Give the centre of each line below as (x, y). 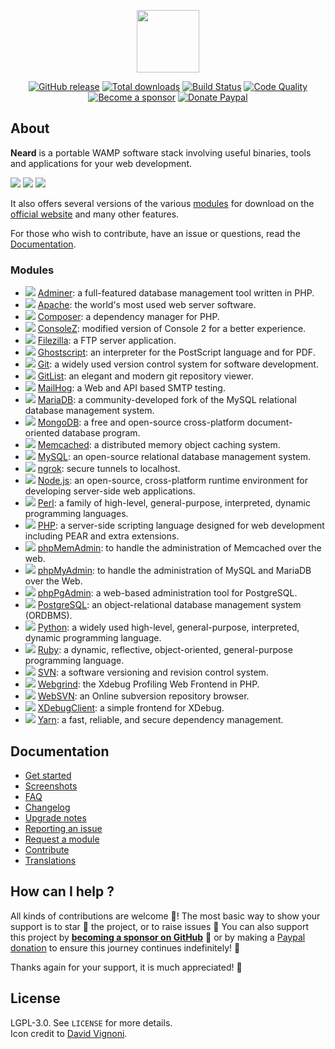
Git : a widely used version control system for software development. (178, 364)
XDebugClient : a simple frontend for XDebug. (131, 708)
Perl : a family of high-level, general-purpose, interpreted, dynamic (174, 503)
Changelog (47, 807)
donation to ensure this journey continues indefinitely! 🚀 (125, 947)
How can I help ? (62, 891)
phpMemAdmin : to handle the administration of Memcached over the (179, 548)
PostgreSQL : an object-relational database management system (169, 605)
